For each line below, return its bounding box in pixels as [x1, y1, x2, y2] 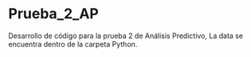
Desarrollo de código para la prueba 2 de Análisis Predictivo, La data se [8, 31, 244, 40]
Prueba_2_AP [8, 5, 100, 23]
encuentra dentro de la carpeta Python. [8, 39, 138, 48]
